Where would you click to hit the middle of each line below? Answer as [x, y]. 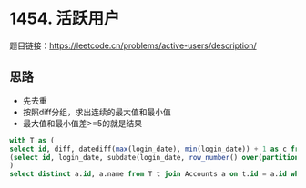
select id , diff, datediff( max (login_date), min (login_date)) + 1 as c [148, 149]
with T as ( [32, 140]
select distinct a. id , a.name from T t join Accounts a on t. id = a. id [148, 174]
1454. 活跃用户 [65, 19]
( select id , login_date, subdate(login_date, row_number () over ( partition [154, 157]
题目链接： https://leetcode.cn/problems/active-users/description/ [133, 45]
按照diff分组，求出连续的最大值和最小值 [97, 112]
